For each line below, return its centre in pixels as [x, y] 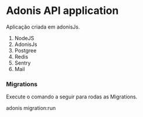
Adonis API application [62, 11]
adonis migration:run [31, 108]
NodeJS [24, 38]
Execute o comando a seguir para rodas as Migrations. [72, 97]
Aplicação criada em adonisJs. [43, 27]
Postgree [25, 50]
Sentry [22, 63]
